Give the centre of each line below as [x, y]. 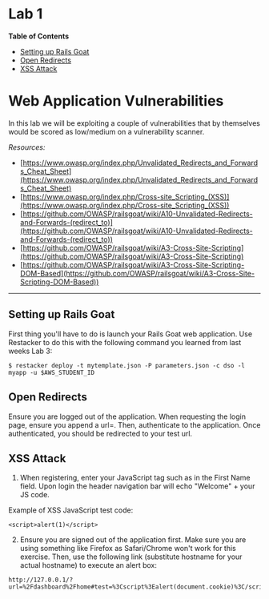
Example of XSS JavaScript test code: [71, 510]
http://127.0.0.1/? [41, 580]
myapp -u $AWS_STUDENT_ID [51, 372]
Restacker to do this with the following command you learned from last [125, 342]
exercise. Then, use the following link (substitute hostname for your [131, 557]
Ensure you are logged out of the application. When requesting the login [127, 416]
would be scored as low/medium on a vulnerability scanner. [106, 131]
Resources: [27, 147]
